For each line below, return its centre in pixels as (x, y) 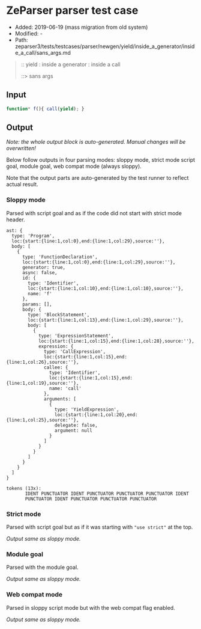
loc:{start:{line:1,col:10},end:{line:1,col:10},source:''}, (106, 288)
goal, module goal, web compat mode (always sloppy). (74, 167)
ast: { (14, 230)
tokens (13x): (24, 488)
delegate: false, (76, 425)
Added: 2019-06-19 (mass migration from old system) (81, 27)
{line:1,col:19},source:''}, (43, 383)
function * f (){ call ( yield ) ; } (45, 109)
